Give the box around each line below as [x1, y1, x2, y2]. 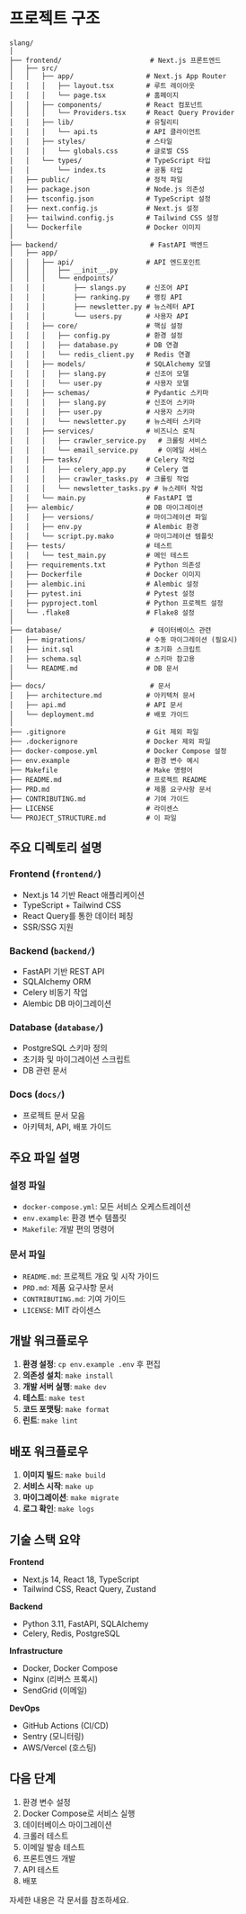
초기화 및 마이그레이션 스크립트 [22, 1054, 131, 1065]
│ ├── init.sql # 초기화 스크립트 [9, 644, 202, 653]
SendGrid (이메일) [22, 1685, 88, 1695]
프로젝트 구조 [9, 8, 101, 29]
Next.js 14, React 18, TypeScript [22, 1574, 139, 1585]
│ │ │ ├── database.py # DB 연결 [9, 340, 180, 349]
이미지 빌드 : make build [22, 1469, 106, 1480]
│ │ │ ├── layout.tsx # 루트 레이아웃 [9, 81, 196, 90]
